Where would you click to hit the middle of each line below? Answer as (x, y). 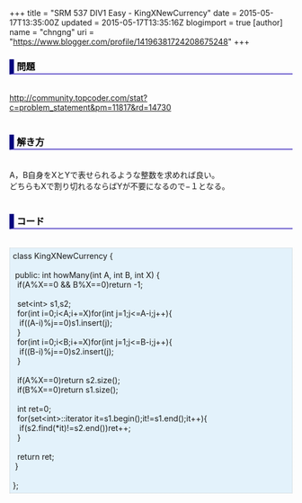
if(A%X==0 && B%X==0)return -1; (80, 284)
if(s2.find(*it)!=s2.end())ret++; (75, 427)
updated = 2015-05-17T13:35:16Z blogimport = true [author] (172, 22)
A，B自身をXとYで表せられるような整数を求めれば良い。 (115, 175)
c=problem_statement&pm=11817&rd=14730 (90, 108)
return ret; (36, 456)
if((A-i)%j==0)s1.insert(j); (66, 322)
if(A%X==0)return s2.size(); (68, 380)
